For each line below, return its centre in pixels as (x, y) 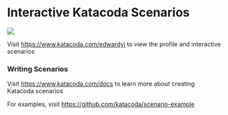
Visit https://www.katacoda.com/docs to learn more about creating (101, 84)
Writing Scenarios (38, 69)
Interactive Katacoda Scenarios (98, 13)
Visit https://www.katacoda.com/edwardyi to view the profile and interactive (114, 44)
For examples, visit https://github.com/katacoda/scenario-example (101, 104)
